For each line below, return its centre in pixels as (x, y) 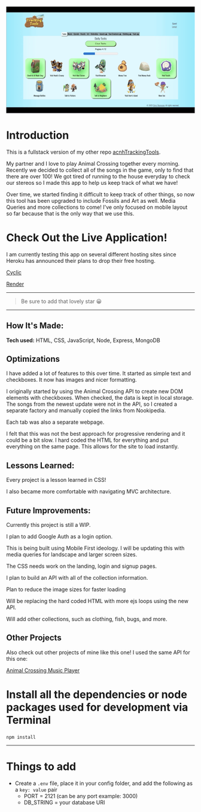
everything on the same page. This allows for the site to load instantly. (93, 447)
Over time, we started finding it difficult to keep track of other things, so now (100, 194)
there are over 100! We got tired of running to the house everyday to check (98, 176)
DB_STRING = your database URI (64, 802)
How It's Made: (35, 326)
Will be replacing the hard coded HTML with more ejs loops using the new (97, 601)
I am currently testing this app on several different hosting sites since (91, 254)
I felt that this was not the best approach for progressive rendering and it (96, 434)
